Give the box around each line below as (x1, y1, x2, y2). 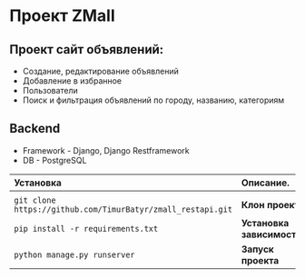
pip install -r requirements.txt (14, 224, 159, 234)
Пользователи (22, 85, 79, 95)
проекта (241, 254, 280, 266)
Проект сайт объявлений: (9, 42, 164, 57)
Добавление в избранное (22, 75, 123, 86)
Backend (9, 121, 61, 136)
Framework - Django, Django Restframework (22, 144, 191, 155)
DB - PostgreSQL (22, 154, 87, 165)
